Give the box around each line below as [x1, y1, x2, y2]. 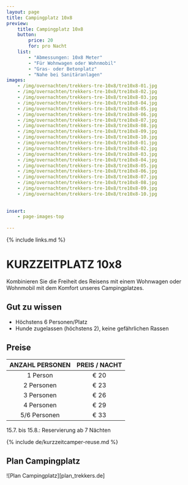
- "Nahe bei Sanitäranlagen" [28, 72, 103, 78]
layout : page [6, 9, 40, 15]
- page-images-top [17, 213, 64, 220]
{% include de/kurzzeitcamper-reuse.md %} [6, 438, 118, 445]
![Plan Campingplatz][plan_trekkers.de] [6, 472, 105, 479]
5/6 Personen [20, 410, 60, 419]
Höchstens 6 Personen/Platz [15, 318, 88, 325]
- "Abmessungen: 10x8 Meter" [28, 54, 103, 61]
